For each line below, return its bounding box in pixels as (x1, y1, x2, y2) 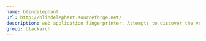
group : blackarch (6, 25, 51, 32)
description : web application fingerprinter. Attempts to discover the (6, 20, 193, 26)
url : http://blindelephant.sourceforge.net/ (6, 14, 122, 20)
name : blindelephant (6, 8, 59, 15)
